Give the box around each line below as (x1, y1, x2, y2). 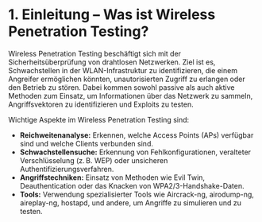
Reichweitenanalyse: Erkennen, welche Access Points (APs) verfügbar (19, 130, 254, 140)
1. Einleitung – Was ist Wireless (8, 6, 216, 24)
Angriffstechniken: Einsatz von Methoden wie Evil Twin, (19, 173, 205, 182)
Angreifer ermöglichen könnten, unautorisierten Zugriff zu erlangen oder (8, 74, 245, 84)
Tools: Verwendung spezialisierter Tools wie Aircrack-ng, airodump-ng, (19, 189, 254, 199)
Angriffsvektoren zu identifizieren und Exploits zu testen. (8, 99, 194, 109)
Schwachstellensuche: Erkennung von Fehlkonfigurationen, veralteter (19, 147, 252, 157)
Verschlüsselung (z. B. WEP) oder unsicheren (19, 155, 168, 165)
